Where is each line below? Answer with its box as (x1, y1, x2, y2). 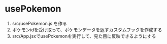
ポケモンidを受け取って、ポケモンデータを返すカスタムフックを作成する (12, 26, 162, 33)
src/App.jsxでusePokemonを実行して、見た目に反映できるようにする (12, 33, 156, 39)
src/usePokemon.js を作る (12, 20, 67, 26)
